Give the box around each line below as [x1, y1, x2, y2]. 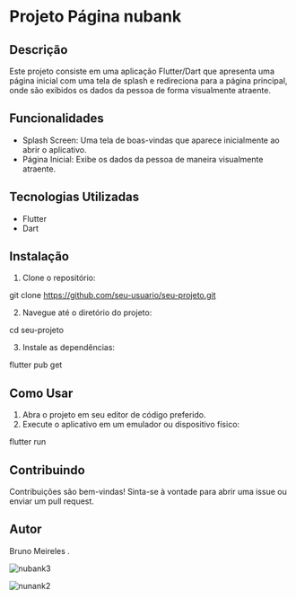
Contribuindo [9, 462, 85, 478]
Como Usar [9, 385, 74, 401]
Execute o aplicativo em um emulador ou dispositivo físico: [22, 419, 240, 430]
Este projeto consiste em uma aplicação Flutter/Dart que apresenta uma [9, 66, 275, 76]
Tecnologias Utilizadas [9, 189, 140, 205]
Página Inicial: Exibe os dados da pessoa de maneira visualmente [22, 154, 264, 164]
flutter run [9, 436, 47, 447]
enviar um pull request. [9, 496, 94, 507]
